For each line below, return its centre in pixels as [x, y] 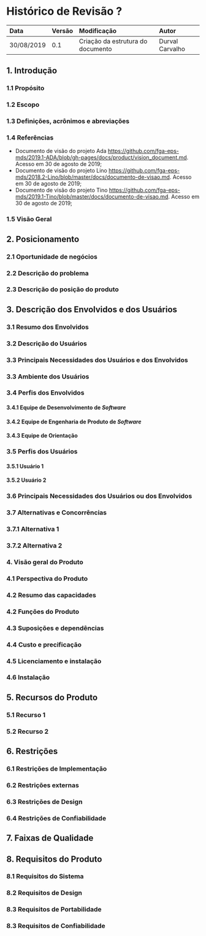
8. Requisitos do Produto [54, 859]
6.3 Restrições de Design [44, 801]
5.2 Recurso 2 [28, 731]
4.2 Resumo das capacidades [51, 595]
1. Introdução [32, 71]
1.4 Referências [30, 138]
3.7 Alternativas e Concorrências [57, 513]
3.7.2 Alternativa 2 [34, 546]
